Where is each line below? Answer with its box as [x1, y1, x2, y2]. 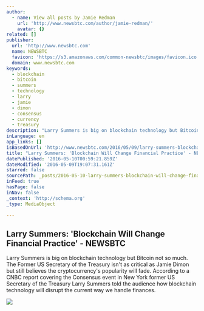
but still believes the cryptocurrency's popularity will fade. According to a [6, 267, 190, 275]
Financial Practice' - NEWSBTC [6, 238, 126, 248]
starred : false [6, 167, 45, 173]
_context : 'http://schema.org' [6, 195, 86, 201]
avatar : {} [17, 26, 45, 32]
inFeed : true [6, 179, 39, 185]
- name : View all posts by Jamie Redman [12, 15, 115, 21]
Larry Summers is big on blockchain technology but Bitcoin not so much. [6, 255, 188, 262]
